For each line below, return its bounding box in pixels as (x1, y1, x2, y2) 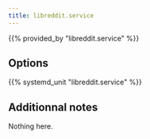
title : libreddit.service (8, 11, 94, 20)
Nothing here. (8, 122, 53, 131)
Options (8, 56, 49, 70)
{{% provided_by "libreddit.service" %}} (8, 33, 140, 43)
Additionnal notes (8, 100, 98, 114)
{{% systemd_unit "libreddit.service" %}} (8, 77, 143, 87)
